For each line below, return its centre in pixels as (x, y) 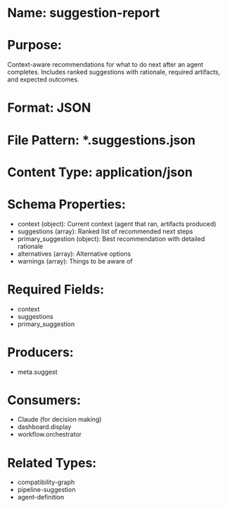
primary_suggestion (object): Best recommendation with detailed (111, 239)
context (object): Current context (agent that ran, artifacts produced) (117, 223)
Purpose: (34, 45)
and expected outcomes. (43, 79)
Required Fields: (56, 289)
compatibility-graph (46, 482)
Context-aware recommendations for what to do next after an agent (105, 65)
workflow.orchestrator (50, 434)
